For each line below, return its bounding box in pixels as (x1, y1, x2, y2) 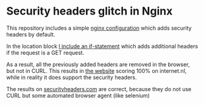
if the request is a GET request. (6, 49, 85, 56)
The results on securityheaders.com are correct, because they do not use (6, 85, 192, 92)
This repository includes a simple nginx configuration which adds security (6, 24, 192, 32)
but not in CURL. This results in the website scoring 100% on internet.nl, (6, 67, 187, 74)
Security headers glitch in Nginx (6, 4, 173, 18)
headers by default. (6, 30, 55, 38)
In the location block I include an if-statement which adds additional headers (6, 42, 199, 50)
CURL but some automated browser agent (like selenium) (6, 92, 150, 99)
